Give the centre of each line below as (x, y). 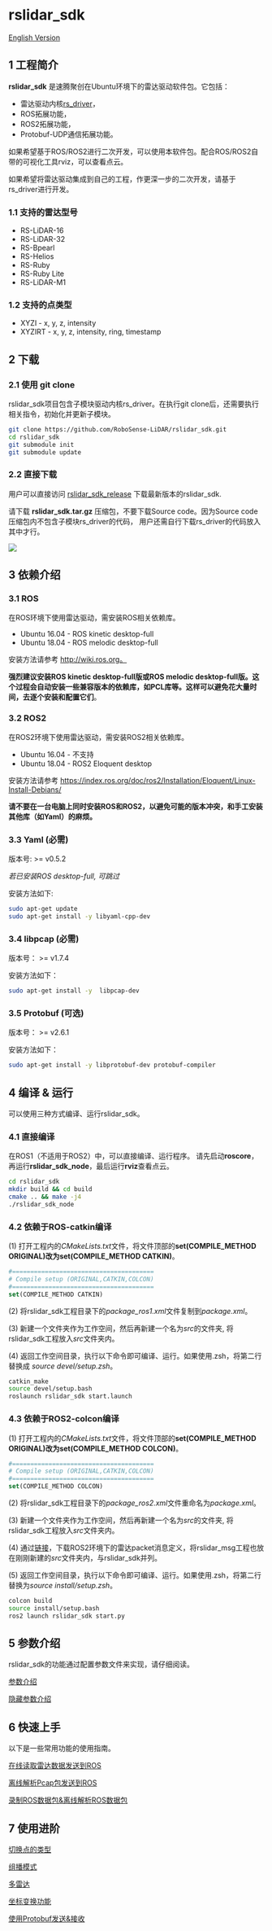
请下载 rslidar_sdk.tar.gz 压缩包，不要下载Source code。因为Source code (133, 511)
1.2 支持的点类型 (40, 304)
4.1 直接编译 (32, 1136)
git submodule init (41, 444)
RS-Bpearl (37, 248)
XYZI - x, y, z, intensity (58, 323)
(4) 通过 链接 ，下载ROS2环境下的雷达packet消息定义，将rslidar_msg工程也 (133, 1548)
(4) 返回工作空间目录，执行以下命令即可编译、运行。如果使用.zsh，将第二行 (135, 1355)
